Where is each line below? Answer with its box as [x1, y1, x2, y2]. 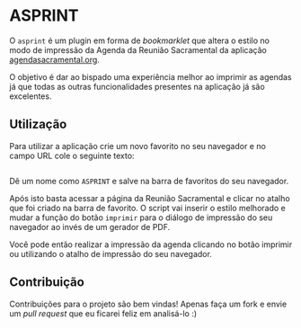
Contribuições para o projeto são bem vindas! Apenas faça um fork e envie [9, 298, 288, 309]
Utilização [9, 117, 67, 132]
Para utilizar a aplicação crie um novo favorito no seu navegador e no [9, 140, 267, 151]
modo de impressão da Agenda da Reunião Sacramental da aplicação [9, 44, 268, 55]
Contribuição [9, 275, 85, 290]
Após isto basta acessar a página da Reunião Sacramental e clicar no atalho [9, 192, 290, 203]
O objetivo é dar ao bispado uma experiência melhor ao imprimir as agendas [9, 71, 292, 82]
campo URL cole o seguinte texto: [9, 150, 135, 161]
